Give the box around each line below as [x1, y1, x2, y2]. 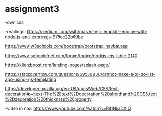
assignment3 [5, 3, 59, 14]
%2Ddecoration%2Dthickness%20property [5, 96, 92, 102]
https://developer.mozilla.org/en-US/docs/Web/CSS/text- [5, 86, 119, 91]
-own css [5, 19, 24, 25]
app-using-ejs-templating [5, 76, 57, 82]
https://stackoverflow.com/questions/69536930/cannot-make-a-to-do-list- [5, 71, 156, 77]
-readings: [5, 29, 26, 34]
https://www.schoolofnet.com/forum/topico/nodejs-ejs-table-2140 [5, 52, 138, 58]
